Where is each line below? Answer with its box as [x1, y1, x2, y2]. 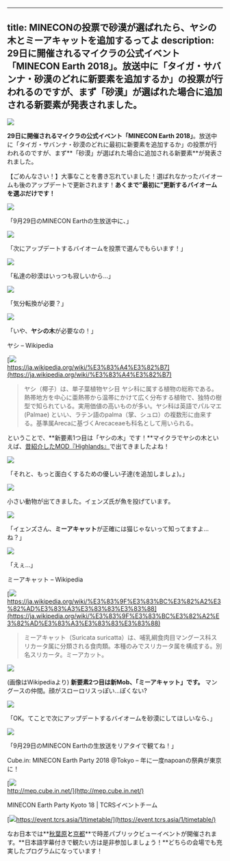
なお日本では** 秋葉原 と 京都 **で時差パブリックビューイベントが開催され [7, 829, 212, 838]
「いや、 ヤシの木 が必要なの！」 [7, 326, 97, 335]
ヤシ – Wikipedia [7, 341, 53, 349]
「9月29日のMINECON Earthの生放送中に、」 [7, 216, 132, 225]
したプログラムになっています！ [12, 847, 103, 855]
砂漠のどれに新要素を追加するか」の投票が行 [34, 74, 223, 85]
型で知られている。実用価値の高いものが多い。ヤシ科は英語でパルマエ [23, 401, 222, 410]
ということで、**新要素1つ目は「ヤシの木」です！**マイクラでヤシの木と [7, 434, 214, 442]
